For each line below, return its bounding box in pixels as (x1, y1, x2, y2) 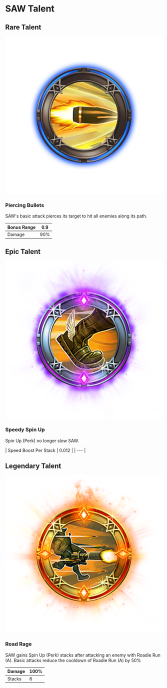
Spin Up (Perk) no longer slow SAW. (5, 437, 79, 443)
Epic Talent (5, 247, 41, 255)
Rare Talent (5, 23, 41, 31)
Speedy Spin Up (5, 426, 45, 433)
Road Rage (5, 640, 32, 647)
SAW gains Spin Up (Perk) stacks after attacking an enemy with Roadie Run (5, 652, 161, 658)
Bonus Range (7, 224, 36, 230)
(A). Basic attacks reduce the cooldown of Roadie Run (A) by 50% (5, 657, 141, 663)
